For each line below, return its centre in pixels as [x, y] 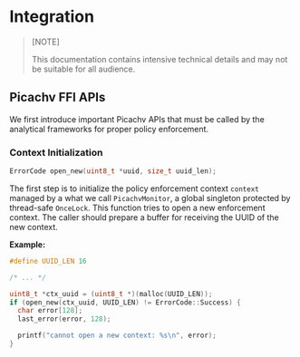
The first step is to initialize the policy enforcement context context [135, 188]
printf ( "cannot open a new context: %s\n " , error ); [117, 336]
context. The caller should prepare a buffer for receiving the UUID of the [144, 217]
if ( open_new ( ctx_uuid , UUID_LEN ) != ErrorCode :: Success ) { [126, 302]
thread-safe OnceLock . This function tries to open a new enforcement [137, 207]
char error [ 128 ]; [50, 311]
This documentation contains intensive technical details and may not [160, 59]
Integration [52, 17]
